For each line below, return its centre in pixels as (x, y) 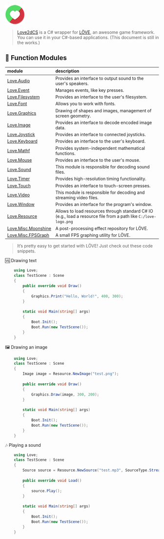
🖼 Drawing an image (26, 347)
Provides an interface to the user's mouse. (98, 160)
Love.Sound (19, 169)
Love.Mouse (20, 160)
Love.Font (17, 104)
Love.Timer (19, 179)
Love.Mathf (19, 151)
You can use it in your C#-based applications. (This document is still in (88, 37)
